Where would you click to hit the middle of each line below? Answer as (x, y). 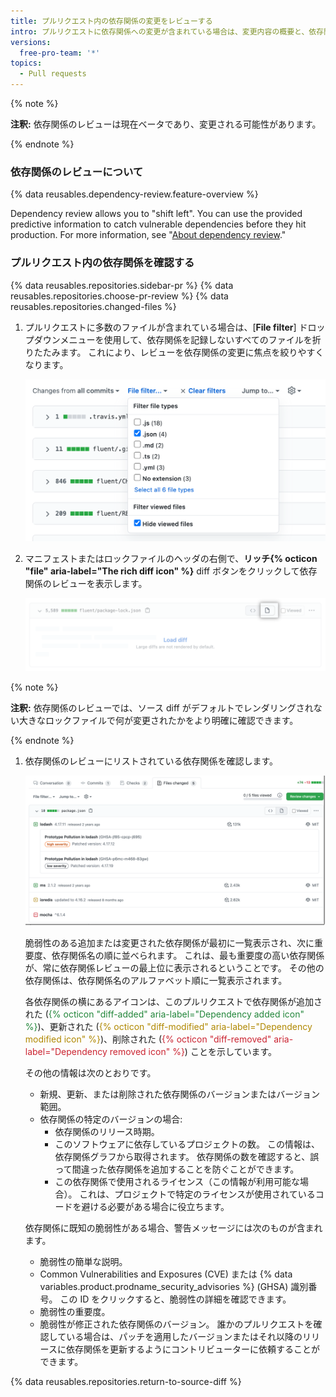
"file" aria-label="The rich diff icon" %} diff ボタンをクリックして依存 (171, 571)
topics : (26, 63)
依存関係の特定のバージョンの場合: (111, 1119)
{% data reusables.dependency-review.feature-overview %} (134, 194)
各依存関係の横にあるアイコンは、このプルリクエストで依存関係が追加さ (173, 1002)
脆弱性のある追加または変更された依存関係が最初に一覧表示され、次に (169, 943)
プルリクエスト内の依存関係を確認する (102, 263)
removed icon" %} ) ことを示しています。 (193, 1052)
